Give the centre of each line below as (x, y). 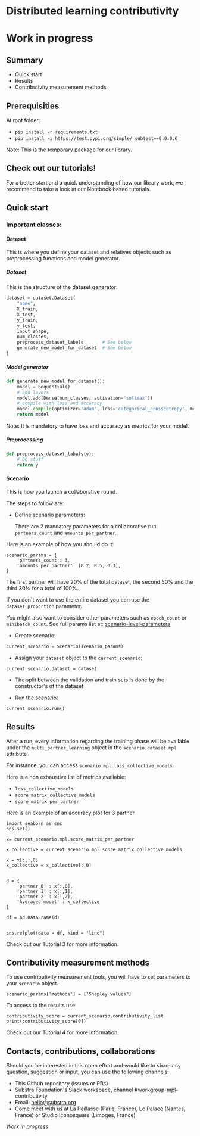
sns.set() (18, 829)
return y (28, 465)
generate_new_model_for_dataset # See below (74, 348)
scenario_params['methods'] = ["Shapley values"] (69, 994)
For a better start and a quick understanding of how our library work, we (95, 182)
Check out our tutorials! (51, 168)
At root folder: (23, 120)
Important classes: (34, 225)
